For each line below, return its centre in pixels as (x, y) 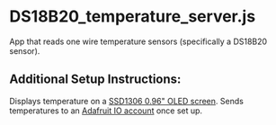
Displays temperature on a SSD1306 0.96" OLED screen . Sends (127, 101)
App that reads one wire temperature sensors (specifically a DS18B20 (138, 41)
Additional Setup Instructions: (95, 80)
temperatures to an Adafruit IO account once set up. (106, 111)
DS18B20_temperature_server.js (133, 17)
